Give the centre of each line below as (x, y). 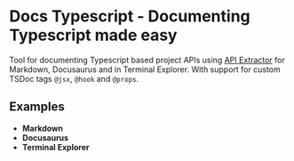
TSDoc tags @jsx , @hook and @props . (74, 78)
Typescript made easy (93, 35)
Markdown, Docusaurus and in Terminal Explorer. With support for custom (145, 69)
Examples (37, 107)
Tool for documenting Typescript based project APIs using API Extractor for (147, 60)
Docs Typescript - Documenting (130, 16)
